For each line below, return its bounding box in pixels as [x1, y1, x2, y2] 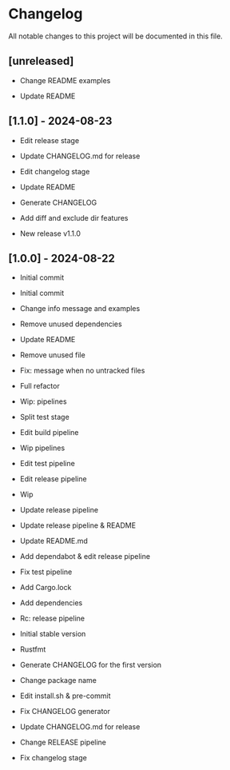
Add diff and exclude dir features [19, 213, 129, 222]
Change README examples [19, 75, 111, 85]
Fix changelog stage [19, 753, 88, 763]
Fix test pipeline [19, 567, 73, 577]
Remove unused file [19, 350, 85, 360]
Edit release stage [19, 135, 80, 145]
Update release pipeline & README [19, 521, 137, 530]
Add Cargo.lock [19, 583, 72, 592]
